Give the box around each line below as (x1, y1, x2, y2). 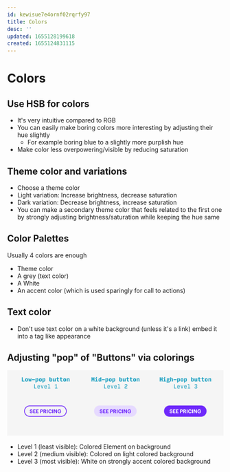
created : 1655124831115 (7, 40, 76, 47)
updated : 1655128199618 (7, 33, 76, 40)
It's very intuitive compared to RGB (16, 116, 116, 125)
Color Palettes (7, 233, 69, 244)
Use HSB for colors (7, 98, 90, 109)
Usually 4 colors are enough (7, 251, 87, 259)
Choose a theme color (16, 183, 80, 192)
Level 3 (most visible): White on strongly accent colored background (16, 457, 211, 465)
